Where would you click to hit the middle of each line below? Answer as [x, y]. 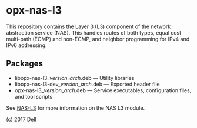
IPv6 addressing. [26, 45]
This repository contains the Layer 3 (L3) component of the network [89, 26]
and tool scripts [34, 96]
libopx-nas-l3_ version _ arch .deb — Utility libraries [74, 78]
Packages [24, 64]
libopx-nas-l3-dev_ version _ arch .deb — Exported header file [87, 84]
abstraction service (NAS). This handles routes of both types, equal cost [94, 32]
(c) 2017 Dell [21, 119]
